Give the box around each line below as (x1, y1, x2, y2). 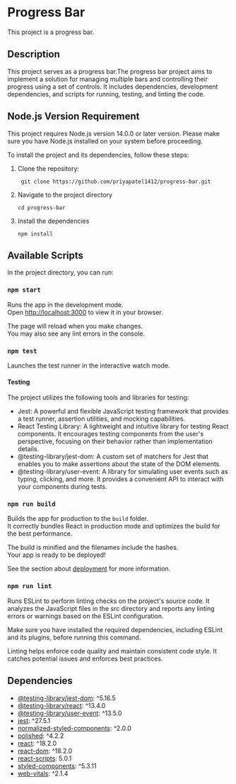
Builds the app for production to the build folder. (7, 514, 149, 523)
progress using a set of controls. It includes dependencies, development (7, 82, 218, 91)
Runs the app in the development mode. (7, 300, 124, 309)
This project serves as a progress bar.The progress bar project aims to (7, 67, 213, 75)
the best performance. (7, 529, 73, 538)
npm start (7, 286, 41, 294)
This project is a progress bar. (7, 28, 95, 36)
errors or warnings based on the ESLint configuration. (7, 612, 164, 620)
